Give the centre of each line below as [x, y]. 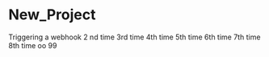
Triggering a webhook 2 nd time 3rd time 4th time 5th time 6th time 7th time [134, 37]
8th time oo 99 [33, 45]
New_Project [52, 15]
